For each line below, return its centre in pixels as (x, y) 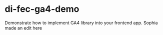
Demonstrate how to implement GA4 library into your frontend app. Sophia (81, 23)
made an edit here (23, 28)
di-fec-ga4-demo (42, 9)
